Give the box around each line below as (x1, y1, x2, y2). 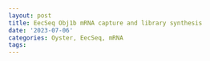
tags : (8, 41, 26, 49)
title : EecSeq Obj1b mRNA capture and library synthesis (8, 19, 203, 27)
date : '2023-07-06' (8, 26, 74, 34)
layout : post (8, 11, 52, 20)
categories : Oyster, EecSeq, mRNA (8, 33, 124, 42)
